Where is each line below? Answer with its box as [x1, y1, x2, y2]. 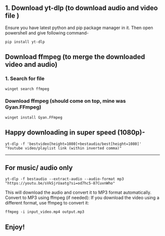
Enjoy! [5, 223, 25, 231]
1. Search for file [5, 75, 45, 82]
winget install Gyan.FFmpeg [5, 115, 63, 120]
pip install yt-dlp [5, 39, 45, 44]
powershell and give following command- [5, 29, 89, 36]
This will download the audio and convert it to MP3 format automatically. [5, 189, 151, 196]
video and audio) [5, 60, 58, 69]
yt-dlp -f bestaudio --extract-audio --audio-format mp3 [5, 177, 124, 181]
